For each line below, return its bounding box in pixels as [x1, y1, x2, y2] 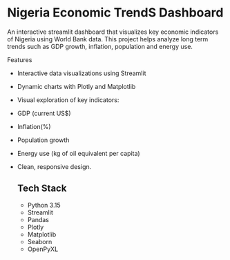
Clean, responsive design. [17, 162, 92, 170]
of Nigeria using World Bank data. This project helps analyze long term [7, 34, 209, 43]
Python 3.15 [27, 201, 61, 209]
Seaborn [27, 237, 52, 246]
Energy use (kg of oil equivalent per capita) [17, 149, 140, 157]
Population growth [17, 136, 70, 144]
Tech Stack [17, 183, 67, 194]
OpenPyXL [27, 245, 59, 253]
